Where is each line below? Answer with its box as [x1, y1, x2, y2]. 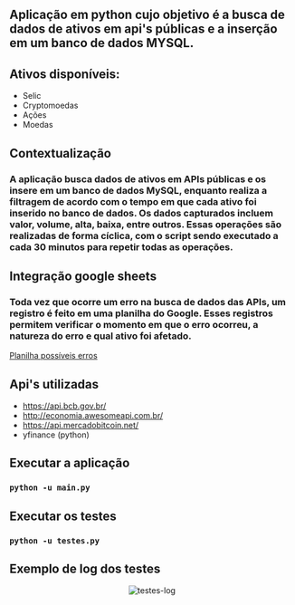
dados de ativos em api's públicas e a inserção [9, 22, 278, 37]
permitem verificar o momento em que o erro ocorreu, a [9, 318, 259, 331]
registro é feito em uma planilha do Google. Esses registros [9, 307, 274, 320]
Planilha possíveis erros [9, 351, 98, 361]
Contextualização [9, 145, 111, 161]
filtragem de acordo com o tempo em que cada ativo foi [9, 195, 257, 207]
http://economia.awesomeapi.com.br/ [22, 410, 164, 421]
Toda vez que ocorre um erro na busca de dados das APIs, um [9, 295, 287, 308]
